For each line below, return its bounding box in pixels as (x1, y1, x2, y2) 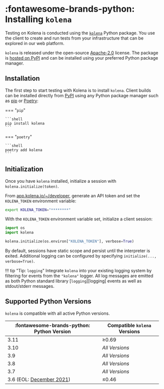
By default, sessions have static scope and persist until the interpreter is (5, 248, 150, 254)
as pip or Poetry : (5, 98, 39, 104)
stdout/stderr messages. (5, 283, 55, 289)
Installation (5, 74, 40, 83)
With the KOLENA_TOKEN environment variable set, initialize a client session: (5, 216, 153, 222)
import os (5, 226, 25, 231)
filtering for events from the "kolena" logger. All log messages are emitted (5, 273, 154, 279)
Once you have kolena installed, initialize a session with (5, 178, 116, 184)
